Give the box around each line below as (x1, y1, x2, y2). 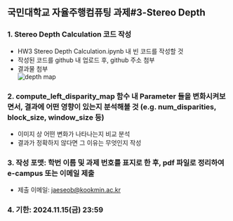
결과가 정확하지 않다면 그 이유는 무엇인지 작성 (17, 138, 142, 146)
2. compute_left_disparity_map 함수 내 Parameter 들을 (7, 91, 192, 101)
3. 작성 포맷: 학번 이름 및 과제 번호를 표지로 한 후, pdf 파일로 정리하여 (7, 158, 225, 168)
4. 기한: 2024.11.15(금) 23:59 (7, 205, 104, 215)
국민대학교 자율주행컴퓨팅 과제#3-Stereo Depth (7, 6, 206, 19)
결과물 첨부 (17, 64, 48, 72)
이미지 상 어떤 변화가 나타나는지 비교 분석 (17, 130, 131, 138)
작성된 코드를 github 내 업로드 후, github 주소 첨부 (17, 56, 155, 64)
